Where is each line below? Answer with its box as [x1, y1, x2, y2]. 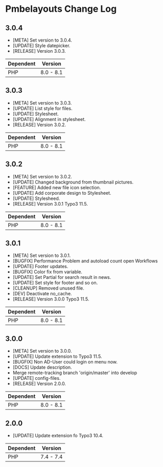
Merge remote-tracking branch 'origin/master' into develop [12, 370, 137, 376]
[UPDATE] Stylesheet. [12, 111, 59, 117]
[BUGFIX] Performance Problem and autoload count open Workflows [12, 258, 158, 264]
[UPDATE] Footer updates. [12, 263, 68, 270]
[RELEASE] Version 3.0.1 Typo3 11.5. [12, 200, 88, 207]
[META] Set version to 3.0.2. [12, 173, 73, 179]
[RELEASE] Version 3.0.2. [12, 121, 66, 128]
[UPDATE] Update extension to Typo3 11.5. [12, 353, 102, 359]
